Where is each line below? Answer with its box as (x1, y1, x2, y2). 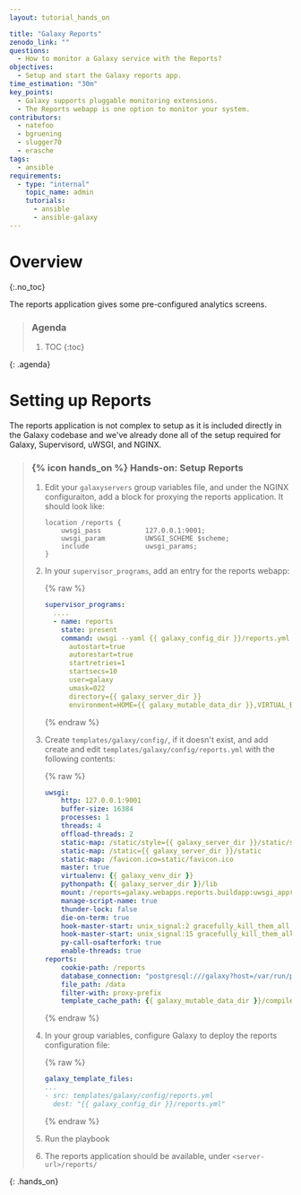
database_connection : (61, 971, 142, 980)
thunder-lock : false (61, 904, 138, 914)
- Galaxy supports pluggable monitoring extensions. (17, 96, 219, 105)
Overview (9, 251, 83, 272)
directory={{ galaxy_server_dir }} (68, 692, 202, 701)
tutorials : (25, 197, 66, 206)
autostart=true (68, 642, 125, 651)
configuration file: (44, 1040, 110, 1050)
